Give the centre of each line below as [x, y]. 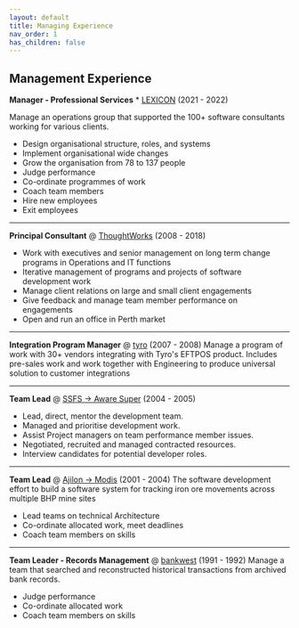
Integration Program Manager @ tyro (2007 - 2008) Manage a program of [146, 345]
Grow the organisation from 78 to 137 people [104, 163]
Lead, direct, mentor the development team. [103, 416]
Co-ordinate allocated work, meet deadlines [103, 526]
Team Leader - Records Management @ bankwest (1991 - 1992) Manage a [147, 560]
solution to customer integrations [70, 373]
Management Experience [81, 78]
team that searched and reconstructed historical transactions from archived [148, 570]
